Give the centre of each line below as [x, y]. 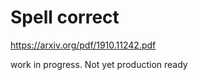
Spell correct [65, 17]
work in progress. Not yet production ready [99, 64]
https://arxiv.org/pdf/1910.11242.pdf [83, 45]
